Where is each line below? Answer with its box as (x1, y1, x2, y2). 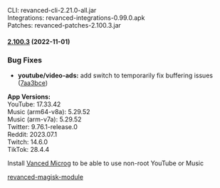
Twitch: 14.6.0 (7, 138, 48, 146)
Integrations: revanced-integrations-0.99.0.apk (7, 13, 145, 22)
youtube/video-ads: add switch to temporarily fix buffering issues (17, 71, 214, 79)
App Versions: (7, 92, 51, 101)
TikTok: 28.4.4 (7, 145, 50, 153)
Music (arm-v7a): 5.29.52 (7, 115, 82, 123)
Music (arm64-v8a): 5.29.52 (7, 107, 90, 116)
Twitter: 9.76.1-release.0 (7, 122, 78, 131)
